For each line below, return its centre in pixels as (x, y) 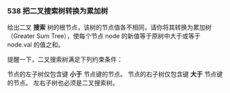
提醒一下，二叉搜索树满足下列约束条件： (65, 60)
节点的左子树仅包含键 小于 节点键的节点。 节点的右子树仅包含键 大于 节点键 (115, 74)
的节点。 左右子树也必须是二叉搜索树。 (63, 83)
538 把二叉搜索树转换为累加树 (58, 10)
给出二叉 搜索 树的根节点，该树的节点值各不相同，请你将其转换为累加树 (109, 27)
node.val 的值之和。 (36, 45)
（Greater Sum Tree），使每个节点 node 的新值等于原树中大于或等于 (104, 36)
